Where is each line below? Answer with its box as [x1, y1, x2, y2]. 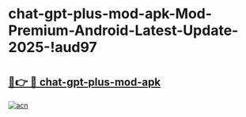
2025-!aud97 [8, 39, 97, 56]
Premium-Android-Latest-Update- [8, 21, 239, 40]
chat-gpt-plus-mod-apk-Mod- [8, 5, 212, 23]
